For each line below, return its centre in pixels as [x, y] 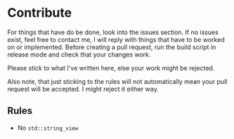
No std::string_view [48, 128]
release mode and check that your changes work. [79, 54]
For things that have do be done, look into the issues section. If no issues [113, 32]
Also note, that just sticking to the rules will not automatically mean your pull [117, 81]
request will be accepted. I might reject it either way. [83, 89]
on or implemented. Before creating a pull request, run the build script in [112, 47]
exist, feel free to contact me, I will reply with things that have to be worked [116, 39]
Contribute [40, 13]
